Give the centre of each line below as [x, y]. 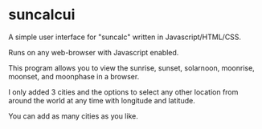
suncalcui [42, 15]
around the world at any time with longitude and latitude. [102, 100]
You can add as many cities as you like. [73, 116]
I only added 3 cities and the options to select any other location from [123, 92]
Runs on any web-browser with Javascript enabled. [94, 52]
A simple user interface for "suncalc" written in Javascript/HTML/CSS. [125, 37]
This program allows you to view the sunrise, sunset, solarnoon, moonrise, [131, 68]
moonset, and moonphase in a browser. [74, 76]
